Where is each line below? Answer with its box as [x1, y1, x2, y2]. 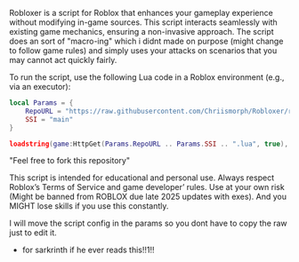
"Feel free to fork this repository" [9, 155, 131, 166]
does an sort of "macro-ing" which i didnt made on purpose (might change [9, 36, 284, 46]
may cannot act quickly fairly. [9, 55, 117, 65]
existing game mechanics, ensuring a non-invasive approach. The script [9, 27, 274, 36]
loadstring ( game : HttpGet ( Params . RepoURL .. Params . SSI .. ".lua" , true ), [9, 139, 289, 148]
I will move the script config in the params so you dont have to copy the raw [9, 218, 287, 229]
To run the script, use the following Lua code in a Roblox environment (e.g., [9, 72, 285, 83]
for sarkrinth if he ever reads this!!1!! [21, 244, 155, 256]
